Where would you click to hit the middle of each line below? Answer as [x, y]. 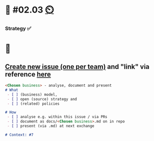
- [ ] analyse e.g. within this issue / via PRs [57, 117]
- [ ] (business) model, [32, 94]
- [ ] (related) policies [33, 103]
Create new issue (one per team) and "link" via [77, 67]
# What [12, 90]
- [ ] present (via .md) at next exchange [51, 126]
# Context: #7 [19, 135]
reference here [28, 74]
